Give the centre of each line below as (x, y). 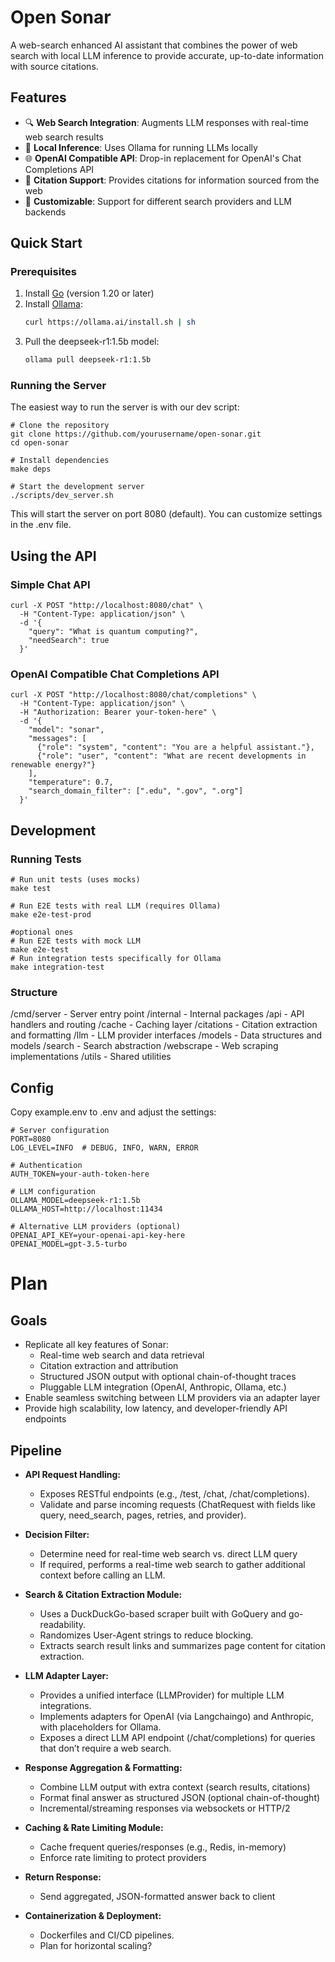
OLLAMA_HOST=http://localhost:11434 (86, 1209)
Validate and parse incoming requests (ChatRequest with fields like (177, 1505)
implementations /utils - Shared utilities (91, 1057)
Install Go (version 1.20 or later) (89, 293)
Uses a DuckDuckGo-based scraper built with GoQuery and (163, 1614)
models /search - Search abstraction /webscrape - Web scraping (144, 1046)
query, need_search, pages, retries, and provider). (143, 1515)
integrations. (65, 1706)
